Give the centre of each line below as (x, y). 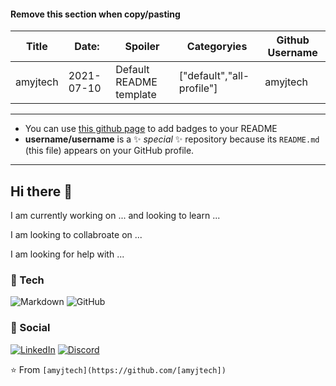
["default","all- (214, 76)
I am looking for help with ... (67, 254)
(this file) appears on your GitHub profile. (109, 151)
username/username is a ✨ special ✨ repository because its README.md (172, 139)
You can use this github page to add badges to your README (151, 129)
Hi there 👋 (41, 191)
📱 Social (30, 328)
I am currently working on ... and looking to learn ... (115, 216)
